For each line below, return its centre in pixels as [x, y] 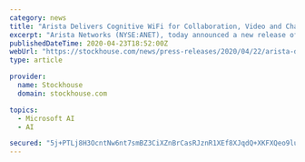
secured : [26, 143]
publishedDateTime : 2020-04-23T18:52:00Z [89, 43]
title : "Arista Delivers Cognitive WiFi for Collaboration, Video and [146, 26]
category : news [38, 18]
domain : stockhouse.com [62, 93]
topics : [24, 110]
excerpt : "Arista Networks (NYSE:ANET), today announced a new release [148, 35]
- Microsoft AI [46, 118]
